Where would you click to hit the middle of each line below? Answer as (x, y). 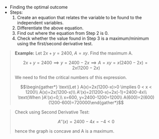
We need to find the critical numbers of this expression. (71, 77)
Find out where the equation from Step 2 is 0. (63, 33)
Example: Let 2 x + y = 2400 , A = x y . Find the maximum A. (74, 53)
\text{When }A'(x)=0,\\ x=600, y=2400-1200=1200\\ (70, 97)
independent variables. (40, 23)
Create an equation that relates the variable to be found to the (79, 17)
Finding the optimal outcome (39, 7)
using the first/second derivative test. (55, 43)
